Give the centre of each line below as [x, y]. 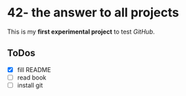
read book [32, 77]
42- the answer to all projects [93, 13]
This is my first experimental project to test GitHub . [81, 32]
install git [30, 85]
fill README [34, 69]
